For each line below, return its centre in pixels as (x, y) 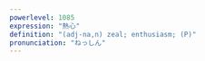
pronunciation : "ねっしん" (58, 43)
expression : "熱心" (45, 26)
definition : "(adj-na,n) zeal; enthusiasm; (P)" (103, 34)
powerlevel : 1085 (42, 17)
